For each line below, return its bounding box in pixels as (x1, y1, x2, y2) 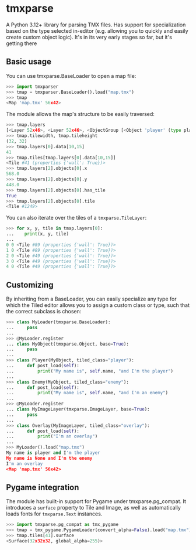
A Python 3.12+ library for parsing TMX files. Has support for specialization (6, 21, 186, 28)
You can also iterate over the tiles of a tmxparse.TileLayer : (6, 214, 147, 221)
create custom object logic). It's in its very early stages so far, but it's (6, 33, 172, 40)
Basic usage (6, 57, 51, 67)
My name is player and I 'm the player (6, 450, 100, 456)
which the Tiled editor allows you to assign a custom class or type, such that (6, 302, 190, 309)
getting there (6, 40, 37, 47)
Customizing (6, 280, 54, 290)
